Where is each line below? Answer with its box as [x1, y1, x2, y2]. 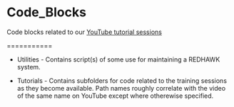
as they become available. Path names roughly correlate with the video [16, 84, 226, 92]
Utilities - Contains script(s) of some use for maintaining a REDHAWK [16, 55, 220, 64]
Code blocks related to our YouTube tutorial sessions [6, 28, 162, 36]
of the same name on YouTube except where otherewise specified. [16, 91, 214, 100]
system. [16, 62, 41, 71]
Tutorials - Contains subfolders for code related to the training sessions [16, 76, 228, 85]
